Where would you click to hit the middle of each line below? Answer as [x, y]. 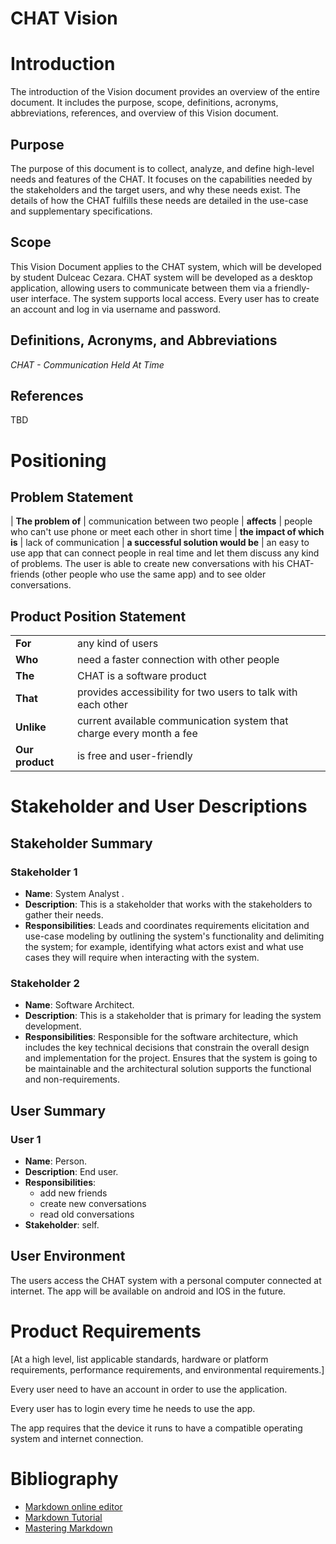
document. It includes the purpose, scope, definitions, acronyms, [144, 103]
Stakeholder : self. [62, 1225]
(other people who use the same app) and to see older [154, 574]
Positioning [58, 460]
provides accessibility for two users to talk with [187, 692]
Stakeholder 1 [44, 872]
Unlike [31, 727]
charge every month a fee [137, 734]
